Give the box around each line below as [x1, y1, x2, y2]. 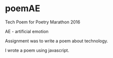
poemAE [5, 3, 40, 14]
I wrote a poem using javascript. [5, 47, 70, 53]
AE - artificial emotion [5, 28, 49, 34]
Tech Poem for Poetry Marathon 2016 [5, 19, 80, 25]
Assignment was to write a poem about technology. [5, 38, 109, 44]
